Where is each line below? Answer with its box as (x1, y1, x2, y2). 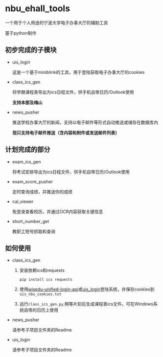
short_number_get (12, 218, 49, 224)
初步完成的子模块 (5, 46, 57, 54)
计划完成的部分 (5, 145, 50, 154)
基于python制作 (5, 30, 37, 36)
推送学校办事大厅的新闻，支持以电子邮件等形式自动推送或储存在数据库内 (12, 119, 158, 125)
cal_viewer (12, 199, 34, 204)
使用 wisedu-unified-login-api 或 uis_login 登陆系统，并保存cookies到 (19, 287, 155, 292)
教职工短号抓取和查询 (12, 228, 55, 234)
